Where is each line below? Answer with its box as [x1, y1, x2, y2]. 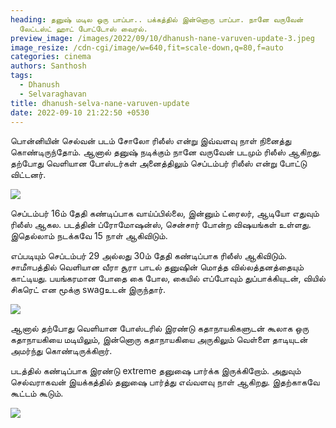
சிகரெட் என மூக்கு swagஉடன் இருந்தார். [10, 284, 167, 296]
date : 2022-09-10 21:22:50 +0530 [10, 107, 150, 118]
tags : [10, 71, 33, 81]
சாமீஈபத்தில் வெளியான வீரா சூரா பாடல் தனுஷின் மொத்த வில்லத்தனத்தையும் [10, 261, 305, 273]
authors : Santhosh [10, 61, 87, 71]
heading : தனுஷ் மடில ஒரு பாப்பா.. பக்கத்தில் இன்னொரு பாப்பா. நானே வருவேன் [10, 14, 304, 25]
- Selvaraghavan [19, 89, 87, 99]
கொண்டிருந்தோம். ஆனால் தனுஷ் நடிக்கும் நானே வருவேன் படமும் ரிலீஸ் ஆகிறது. [10, 146, 322, 158]
